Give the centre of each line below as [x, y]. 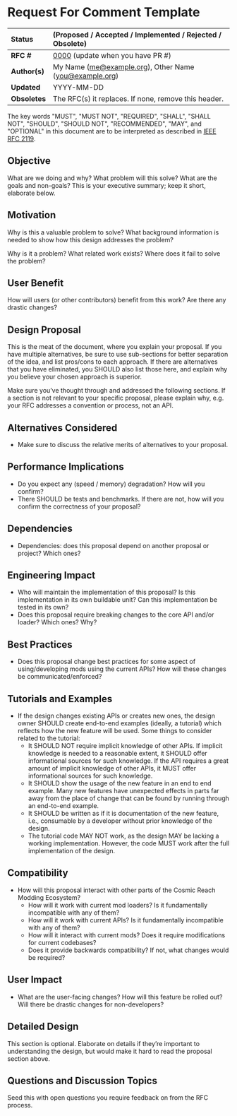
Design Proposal [44, 330]
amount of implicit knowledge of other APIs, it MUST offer [112, 768]
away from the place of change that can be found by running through [128, 798]
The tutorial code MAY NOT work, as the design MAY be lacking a [123, 836]
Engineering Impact [51, 575]
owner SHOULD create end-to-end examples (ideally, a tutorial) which [120, 723]
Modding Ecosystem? [49, 897]
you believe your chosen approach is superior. [75, 377]
